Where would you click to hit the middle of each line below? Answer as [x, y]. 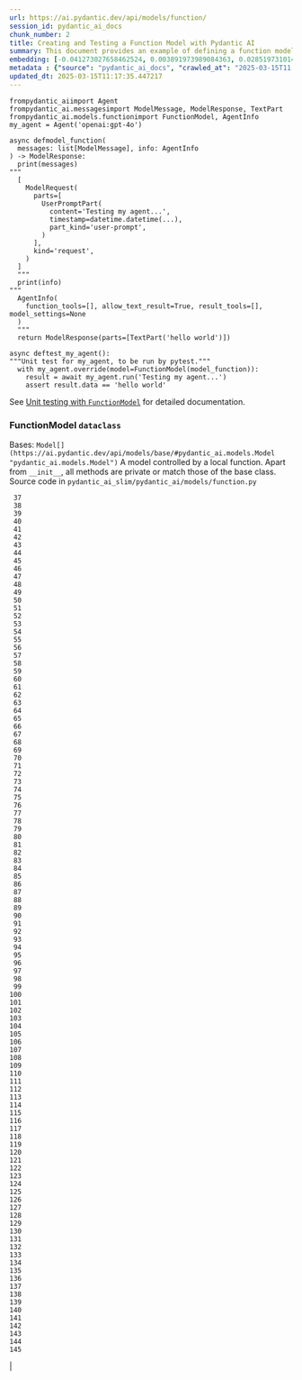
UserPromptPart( [72, 204]
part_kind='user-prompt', [98, 227]
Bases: [22, 445]
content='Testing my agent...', [110, 211]
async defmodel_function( [58, 141]
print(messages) [48, 164]
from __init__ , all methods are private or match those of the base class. [143, 472]
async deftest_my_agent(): [60, 353]
